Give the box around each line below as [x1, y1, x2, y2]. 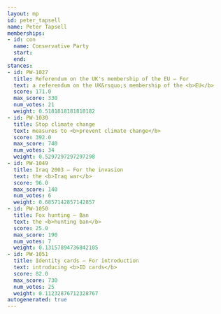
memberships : [7, 29, 45, 37]
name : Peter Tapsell [7, 23, 68, 30]
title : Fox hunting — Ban [13, 212, 90, 219]
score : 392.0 [13, 134, 52, 141]
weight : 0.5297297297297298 [13, 153, 96, 161]
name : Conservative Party [13, 43, 90, 50]
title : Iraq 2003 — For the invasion [13, 166, 124, 173]
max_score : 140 [13, 186, 58, 193]
